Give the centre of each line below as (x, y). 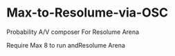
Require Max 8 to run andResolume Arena (66, 45)
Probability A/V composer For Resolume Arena (73, 32)
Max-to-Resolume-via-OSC (87, 13)
